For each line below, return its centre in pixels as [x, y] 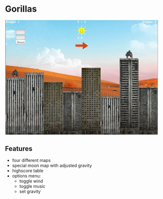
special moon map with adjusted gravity [52, 166]
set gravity [30, 192]
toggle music [32, 186]
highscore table [28, 171]
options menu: [26, 176]
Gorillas [21, 9]
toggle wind [31, 181]
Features [19, 149]
